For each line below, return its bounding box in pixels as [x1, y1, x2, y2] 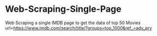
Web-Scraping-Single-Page [5, 3, 122, 15]
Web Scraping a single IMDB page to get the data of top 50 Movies [5, 20, 141, 26]
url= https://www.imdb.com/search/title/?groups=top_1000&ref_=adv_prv [5, 25, 152, 31]
